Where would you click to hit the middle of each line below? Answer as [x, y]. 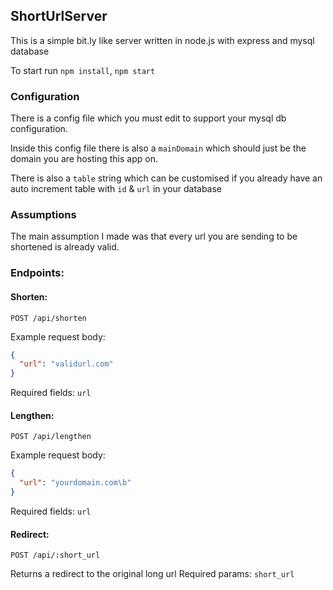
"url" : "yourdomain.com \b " [75, 483]
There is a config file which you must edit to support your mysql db [148, 118]
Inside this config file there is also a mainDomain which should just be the [158, 148]
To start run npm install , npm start [83, 70]
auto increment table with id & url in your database [116, 189]
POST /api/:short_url [55, 555]
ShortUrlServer [59, 16]
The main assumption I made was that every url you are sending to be [154, 236]
